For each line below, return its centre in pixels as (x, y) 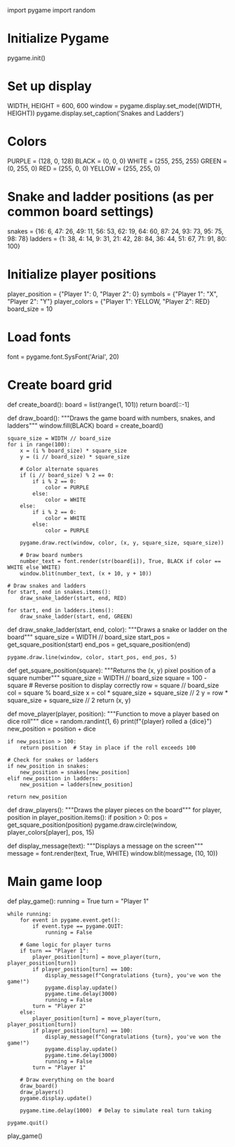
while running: (29, 914)
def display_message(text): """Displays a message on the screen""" (105, 846)
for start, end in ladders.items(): (61, 610)
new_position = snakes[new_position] (75, 772)
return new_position (38, 797)
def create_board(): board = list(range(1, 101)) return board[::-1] (98, 404)
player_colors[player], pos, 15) (51, 832)
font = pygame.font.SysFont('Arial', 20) (63, 357)
